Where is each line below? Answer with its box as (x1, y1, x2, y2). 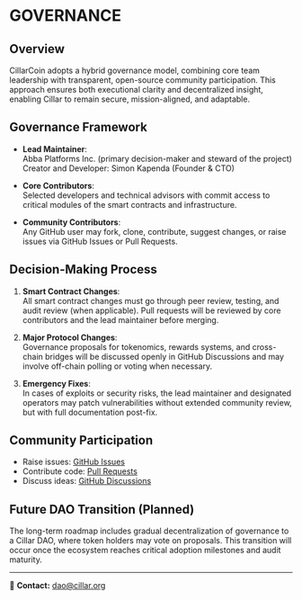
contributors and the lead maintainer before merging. (22, 314, 219, 325)
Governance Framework (9, 120, 148, 135)
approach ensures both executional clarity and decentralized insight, (9, 85, 263, 94)
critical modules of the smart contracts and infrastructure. (22, 199, 237, 210)
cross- (252, 341, 277, 352)
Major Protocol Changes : (22, 332, 118, 343)
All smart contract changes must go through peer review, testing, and (22, 295, 280, 306)
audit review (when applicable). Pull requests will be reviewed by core (22, 305, 281, 316)
